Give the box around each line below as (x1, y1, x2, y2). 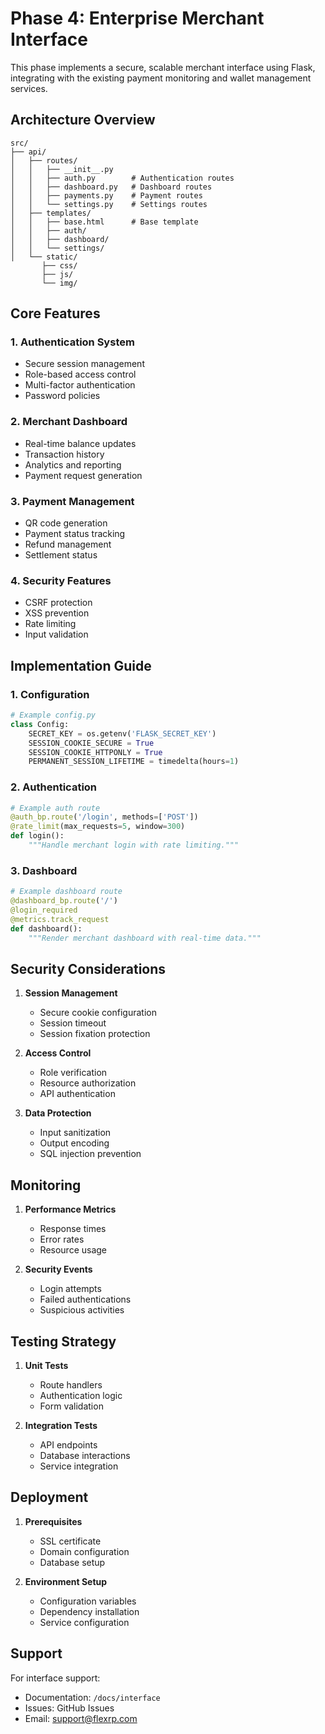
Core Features (10, 305, 101, 322)
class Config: (10, 719, 70, 729)
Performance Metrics (24, 1203, 117, 1216)
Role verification (39, 1067, 108, 1079)
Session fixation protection (39, 1028, 151, 1040)
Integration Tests (24, 1419, 98, 1431)
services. (10, 82, 48, 94)
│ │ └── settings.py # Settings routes (10, 199, 208, 209)
